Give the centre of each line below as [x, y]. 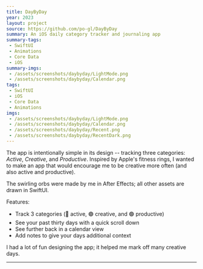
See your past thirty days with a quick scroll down [77, 222]
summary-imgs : [24, 68]
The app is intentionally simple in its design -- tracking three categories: [96, 152]
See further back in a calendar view [59, 229]
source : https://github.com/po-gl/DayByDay [62, 29]
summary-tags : [24, 40]
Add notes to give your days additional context [73, 235]
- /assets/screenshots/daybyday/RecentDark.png [70, 136]
